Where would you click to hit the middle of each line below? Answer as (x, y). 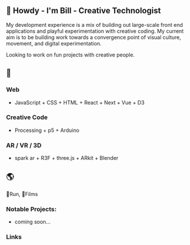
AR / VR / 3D (24, 145)
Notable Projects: (31, 209)
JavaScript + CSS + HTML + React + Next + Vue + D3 (80, 102)
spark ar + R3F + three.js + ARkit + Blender (66, 158)
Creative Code (27, 117)
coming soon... (32, 222)
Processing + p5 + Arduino (47, 130)
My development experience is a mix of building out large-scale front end (94, 24)
